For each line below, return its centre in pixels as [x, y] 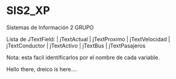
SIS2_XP [28, 11]
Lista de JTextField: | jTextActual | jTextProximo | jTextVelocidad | [88, 39]
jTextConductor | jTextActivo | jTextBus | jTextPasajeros [76, 46]
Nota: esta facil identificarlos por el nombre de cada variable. [83, 57]
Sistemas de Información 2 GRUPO [50, 27]
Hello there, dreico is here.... [42, 69]
